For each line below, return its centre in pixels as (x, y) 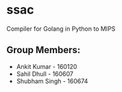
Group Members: (44, 50)
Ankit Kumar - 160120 (47, 66)
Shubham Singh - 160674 (52, 81)
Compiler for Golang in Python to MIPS (61, 29)
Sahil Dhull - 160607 (45, 74)
